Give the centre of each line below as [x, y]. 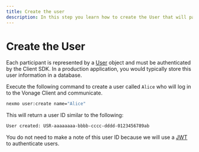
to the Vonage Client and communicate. [54, 93]
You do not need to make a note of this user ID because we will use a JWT [97, 137]
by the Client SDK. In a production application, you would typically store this [99, 69]
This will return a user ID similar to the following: [65, 115]
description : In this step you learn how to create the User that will [96, 17]
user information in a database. [44, 75]
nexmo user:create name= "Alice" [46, 104]
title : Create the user [36, 12]
